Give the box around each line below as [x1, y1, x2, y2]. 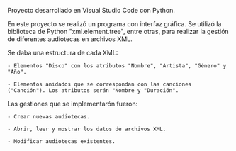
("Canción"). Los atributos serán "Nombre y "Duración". [7, 87, 179, 94]
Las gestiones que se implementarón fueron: [7, 99, 138, 108]
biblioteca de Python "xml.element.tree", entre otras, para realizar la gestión [7, 28, 229, 35]
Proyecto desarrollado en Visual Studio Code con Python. [7, 6, 175, 14]
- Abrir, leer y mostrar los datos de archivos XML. [7, 125, 167, 133]
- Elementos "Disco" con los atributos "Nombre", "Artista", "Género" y [7, 62, 227, 69]
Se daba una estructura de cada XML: [7, 49, 118, 57]
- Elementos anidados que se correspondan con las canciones [7, 81, 192, 88]
